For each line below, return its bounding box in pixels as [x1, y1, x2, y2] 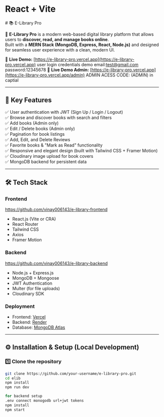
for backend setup [5, 393, 42, 399]
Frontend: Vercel [12, 314, 46, 320]
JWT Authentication [12, 280, 53, 286]
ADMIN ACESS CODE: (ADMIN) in [85, 72, 154, 78]
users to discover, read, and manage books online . [5, 36, 109, 42]
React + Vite [5, 3, 56, 15]
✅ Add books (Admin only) [5, 120, 59, 126]
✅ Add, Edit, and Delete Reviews [5, 136, 71, 143]
